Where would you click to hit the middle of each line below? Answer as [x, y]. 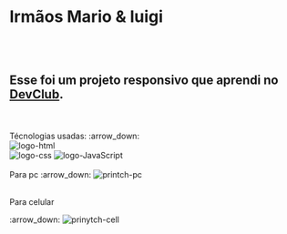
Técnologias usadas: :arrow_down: [74, 136]
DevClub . [36, 94]
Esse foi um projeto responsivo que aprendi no [144, 81]
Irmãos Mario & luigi [87, 17]
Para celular [32, 201]
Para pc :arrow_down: [51, 174]
